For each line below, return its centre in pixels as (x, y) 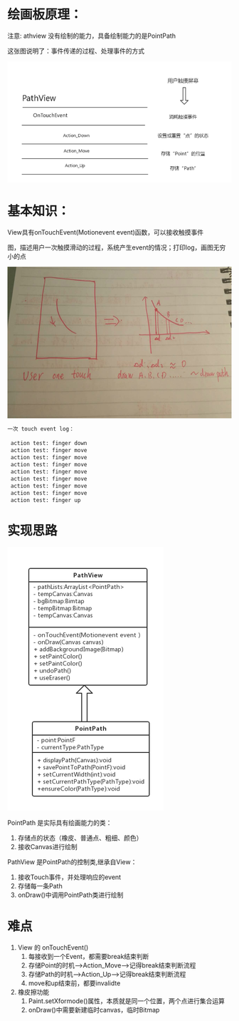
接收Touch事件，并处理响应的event (69, 877)
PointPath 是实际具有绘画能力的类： (60, 822)
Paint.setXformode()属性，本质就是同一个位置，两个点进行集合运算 (127, 1001)
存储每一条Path (40, 886)
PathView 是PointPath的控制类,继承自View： (72, 862)
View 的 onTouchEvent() (53, 947)
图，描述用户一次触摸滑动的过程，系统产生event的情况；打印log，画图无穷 (117, 247)
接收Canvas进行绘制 (48, 846)
